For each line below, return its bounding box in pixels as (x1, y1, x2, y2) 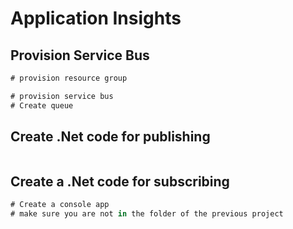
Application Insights (10, 7, 182, 30)
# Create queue (10, 100, 74, 111)
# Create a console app (10, 200, 110, 210)
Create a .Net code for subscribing (10, 173, 230, 190)
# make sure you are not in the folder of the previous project (10, 209, 284, 219)
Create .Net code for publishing (10, 128, 211, 146)
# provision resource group (10, 73, 128, 83)
